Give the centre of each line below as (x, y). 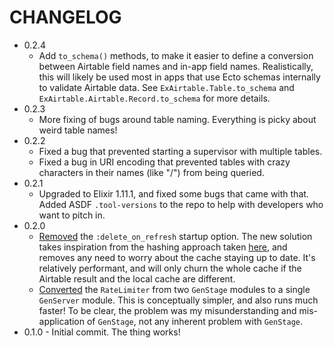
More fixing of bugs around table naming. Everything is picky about (177, 119)
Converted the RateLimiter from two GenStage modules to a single (174, 289)
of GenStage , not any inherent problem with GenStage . (195, 321)
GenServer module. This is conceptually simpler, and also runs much (178, 300)
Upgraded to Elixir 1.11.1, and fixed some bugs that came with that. (173, 193)
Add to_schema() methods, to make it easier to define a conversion (176, 55)
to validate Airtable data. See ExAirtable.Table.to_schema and (166, 87)
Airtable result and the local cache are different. (137, 278)
